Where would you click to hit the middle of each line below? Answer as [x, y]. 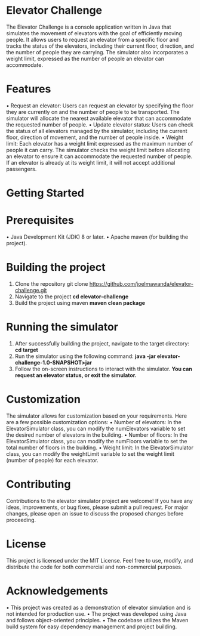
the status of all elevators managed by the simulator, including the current [97, 131]
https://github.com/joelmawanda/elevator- [141, 283]
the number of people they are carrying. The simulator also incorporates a [97, 52]
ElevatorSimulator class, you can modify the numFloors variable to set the [97, 441]
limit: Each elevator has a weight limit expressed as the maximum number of [100, 143]
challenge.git [31, 290]
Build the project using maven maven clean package [80, 302]
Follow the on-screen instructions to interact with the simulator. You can [104, 369]
